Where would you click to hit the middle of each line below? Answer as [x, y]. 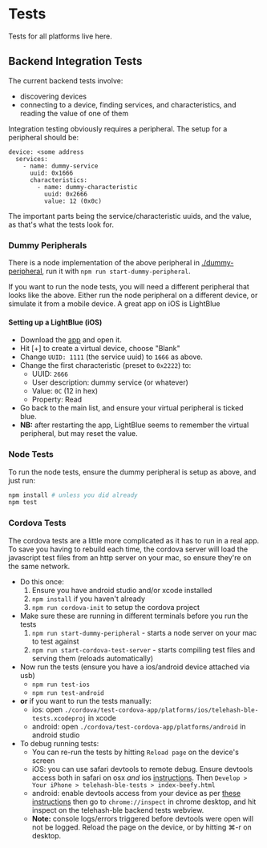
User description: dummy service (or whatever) [110, 382]
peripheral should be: [44, 137]
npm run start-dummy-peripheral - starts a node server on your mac [144, 632]
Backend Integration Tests [75, 61]
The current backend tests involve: [66, 80]
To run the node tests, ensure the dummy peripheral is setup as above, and [132, 472]
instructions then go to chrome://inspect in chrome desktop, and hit [144, 802]
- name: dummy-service [61, 166]
